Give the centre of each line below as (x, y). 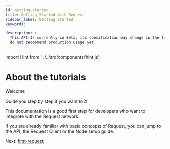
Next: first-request (25, 141)
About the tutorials (46, 78)
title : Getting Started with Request (45, 15)
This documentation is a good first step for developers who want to (75, 111)
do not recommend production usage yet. (53, 43)
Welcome (15, 91)
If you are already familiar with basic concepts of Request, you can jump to (83, 126)
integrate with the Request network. (42, 116)
